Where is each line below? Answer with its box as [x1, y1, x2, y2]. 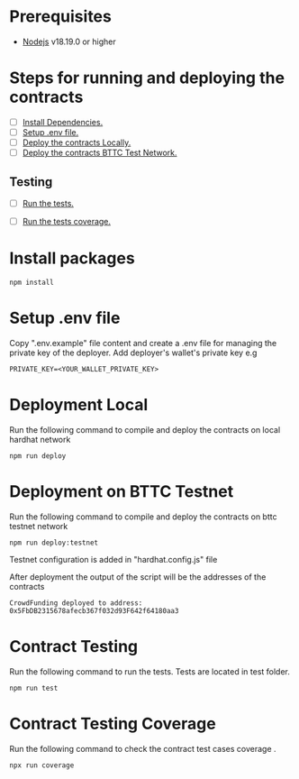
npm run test [9, 683, 59, 692]
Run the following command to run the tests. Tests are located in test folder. [9, 665, 291, 677]
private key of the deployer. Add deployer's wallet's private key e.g [9, 347, 258, 358]
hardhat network [9, 434, 71, 444]
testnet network [9, 520, 68, 531]
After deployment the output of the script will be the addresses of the [9, 571, 267, 582]
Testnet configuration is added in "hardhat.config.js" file [9, 554, 218, 564]
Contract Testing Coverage [9, 713, 216, 734]
